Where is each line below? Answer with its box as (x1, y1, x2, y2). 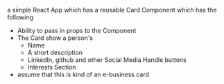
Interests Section (27, 63, 76, 71)
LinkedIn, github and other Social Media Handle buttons (27, 56, 187, 64)
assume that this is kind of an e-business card (17, 70, 150, 78)
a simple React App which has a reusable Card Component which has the (7, 6, 217, 14)
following (7, 13, 33, 21)
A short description (27, 48, 83, 56)
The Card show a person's (17, 34, 94, 42)
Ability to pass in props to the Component (17, 27, 137, 34)
